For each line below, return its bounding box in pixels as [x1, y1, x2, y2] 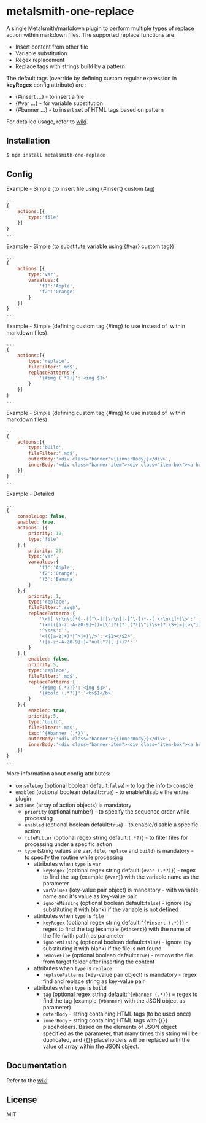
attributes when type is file [33, 912, 104, 919]
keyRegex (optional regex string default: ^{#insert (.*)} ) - [42, 919, 188, 926]
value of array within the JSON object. [42, 1043, 139, 1050]
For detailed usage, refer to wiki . [6, 118, 88, 125]
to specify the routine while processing [24, 853, 123, 861]
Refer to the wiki [6, 1076, 48, 1084]
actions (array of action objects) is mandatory [15, 801, 132, 809]
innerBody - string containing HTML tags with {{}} [42, 1016, 168, 1024]
